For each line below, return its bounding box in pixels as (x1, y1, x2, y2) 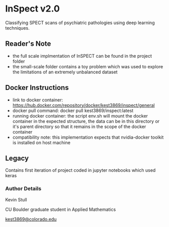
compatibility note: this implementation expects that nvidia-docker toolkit (12, 134, 164, 140)
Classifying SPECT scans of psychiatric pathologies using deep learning (5, 20, 155, 26)
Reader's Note (5, 40, 51, 48)
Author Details (5, 185, 42, 192)
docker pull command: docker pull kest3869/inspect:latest (12, 107, 134, 113)
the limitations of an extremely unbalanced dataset (12, 69, 118, 75)
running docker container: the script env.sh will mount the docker (12, 112, 148, 119)
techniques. (5, 25, 30, 31)
